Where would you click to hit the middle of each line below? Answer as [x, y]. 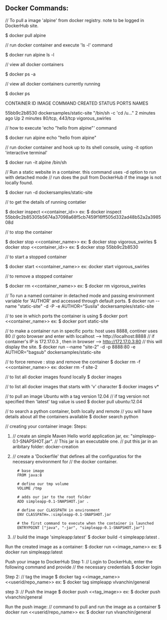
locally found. [19, 183]
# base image [31, 471]
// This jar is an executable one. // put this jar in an [106, 441]
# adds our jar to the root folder [54, 497]
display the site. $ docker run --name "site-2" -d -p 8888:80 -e [70, 347]
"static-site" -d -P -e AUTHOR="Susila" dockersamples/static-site [86, 306]
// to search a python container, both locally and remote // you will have [79, 411]
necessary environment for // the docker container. [65, 461]
